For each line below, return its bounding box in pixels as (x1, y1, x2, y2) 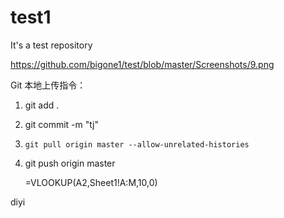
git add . (24, 99, 60, 111)
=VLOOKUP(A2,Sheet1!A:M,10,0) (24, 176, 158, 188)
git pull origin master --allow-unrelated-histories (24, 139, 250, 150)
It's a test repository (10, 39, 93, 51)
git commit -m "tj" (24, 118, 99, 130)
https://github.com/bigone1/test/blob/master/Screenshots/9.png (10, 58, 275, 70)
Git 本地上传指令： (10, 79, 87, 91)
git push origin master (24, 157, 116, 169)
